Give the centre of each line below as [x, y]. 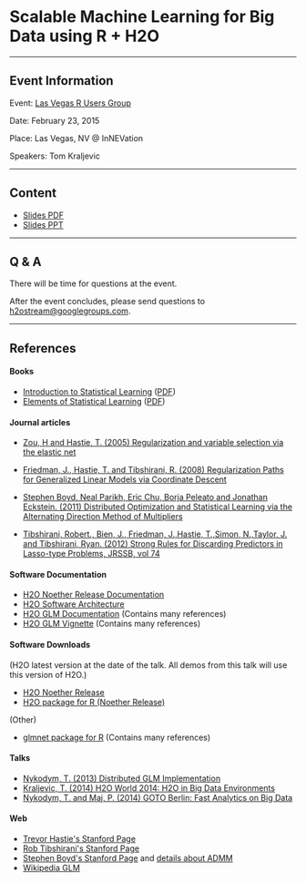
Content [33, 193]
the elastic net [49, 452]
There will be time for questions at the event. [93, 283]
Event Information [61, 81]
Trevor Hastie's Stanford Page [79, 838]
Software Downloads [50, 644]
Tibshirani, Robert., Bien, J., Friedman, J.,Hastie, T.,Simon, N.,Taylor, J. [155, 534]
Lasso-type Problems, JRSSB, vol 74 [92, 554]
